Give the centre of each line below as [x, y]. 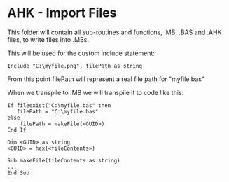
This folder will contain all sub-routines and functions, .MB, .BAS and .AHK [114, 32]
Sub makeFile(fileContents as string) [64, 160]
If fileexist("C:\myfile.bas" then [59, 105]
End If [17, 130]
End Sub [19, 173]
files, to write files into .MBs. [48, 39]
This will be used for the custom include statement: [81, 53]
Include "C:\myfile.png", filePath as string [75, 66]
